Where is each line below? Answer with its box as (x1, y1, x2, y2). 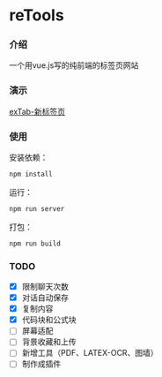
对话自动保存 (21, 292, 69, 303)
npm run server (9, 204, 65, 213)
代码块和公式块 (21, 314, 77, 325)
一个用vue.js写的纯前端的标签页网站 (9, 60, 139, 71)
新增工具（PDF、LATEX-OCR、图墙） (21, 348, 158, 358)
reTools (9, 5, 64, 26)
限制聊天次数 (21, 282, 69, 291)
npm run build (9, 239, 62, 248)
